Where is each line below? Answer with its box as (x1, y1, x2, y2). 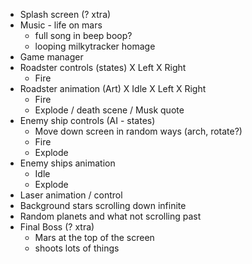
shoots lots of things (34, 242, 120, 254)
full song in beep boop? (34, 30, 133, 41)
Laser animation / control (19, 189, 123, 201)
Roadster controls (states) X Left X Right (19, 62, 187, 73)
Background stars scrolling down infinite (19, 200, 187, 211)
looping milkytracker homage (34, 40, 156, 52)
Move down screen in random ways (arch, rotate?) (34, 125, 243, 137)
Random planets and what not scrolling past (19, 210, 202, 222)
